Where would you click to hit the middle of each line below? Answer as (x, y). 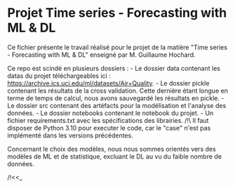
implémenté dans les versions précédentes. (70, 135)
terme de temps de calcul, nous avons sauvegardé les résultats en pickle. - (116, 98)
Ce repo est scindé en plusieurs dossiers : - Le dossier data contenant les (114, 68)
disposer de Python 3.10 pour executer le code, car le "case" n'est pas (109, 128)
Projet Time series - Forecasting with (117, 13)
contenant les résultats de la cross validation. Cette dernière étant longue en (117, 90)
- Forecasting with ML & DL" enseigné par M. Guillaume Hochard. (101, 55)
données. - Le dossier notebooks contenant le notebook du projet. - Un (110, 113)
